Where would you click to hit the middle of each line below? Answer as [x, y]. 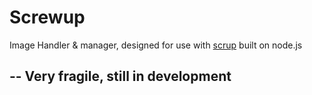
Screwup [47, 17]
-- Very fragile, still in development [120, 76]
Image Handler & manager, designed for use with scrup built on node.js [156, 45]
